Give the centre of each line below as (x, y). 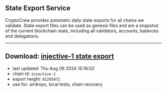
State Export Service (38, 8)
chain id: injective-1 (34, 74)
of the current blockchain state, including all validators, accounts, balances (82, 31)
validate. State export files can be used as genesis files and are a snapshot (82, 25)
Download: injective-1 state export (60, 56)
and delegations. (22, 36)
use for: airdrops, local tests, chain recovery (57, 84)
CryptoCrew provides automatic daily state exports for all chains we (75, 20)
